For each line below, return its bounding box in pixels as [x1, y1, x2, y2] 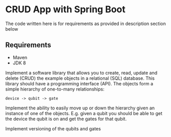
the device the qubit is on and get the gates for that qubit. [5, 116, 127, 122]
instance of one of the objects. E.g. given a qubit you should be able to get [5, 110, 163, 116]
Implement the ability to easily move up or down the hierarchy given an [5, 105, 155, 111]
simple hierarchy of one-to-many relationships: [5, 86, 105, 92]
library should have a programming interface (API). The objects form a [5, 80, 154, 86]
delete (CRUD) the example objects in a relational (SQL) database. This [5, 75, 155, 81]
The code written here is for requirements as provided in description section [5, 20, 166, 27]
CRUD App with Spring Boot [5, 4, 126, 15]
